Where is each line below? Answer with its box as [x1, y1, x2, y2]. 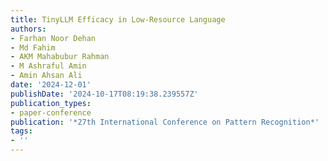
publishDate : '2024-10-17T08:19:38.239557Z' [10, 89, 199, 99]
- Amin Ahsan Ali [10, 71, 83, 81]
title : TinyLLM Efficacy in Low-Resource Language [10, 14, 226, 25]
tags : [10, 126, 33, 136]
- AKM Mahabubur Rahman [10, 52, 110, 62]
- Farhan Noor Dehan [10, 33, 97, 43]
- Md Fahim [10, 42, 56, 53]
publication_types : [10, 98, 92, 108]
